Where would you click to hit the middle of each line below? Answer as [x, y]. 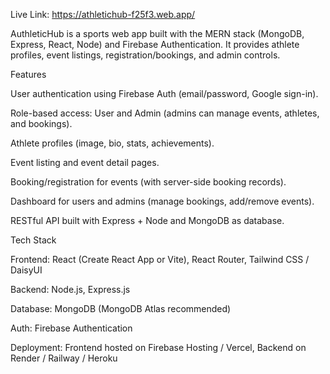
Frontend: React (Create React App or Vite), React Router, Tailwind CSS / [160, 259]
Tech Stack [33, 240]
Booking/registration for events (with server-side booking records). [148, 182]
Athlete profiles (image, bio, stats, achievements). [112, 143]
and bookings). [41, 123]
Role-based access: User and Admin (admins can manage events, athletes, [165, 113]
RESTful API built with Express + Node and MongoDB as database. [147, 220]
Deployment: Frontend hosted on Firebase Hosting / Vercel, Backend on [158, 347]
